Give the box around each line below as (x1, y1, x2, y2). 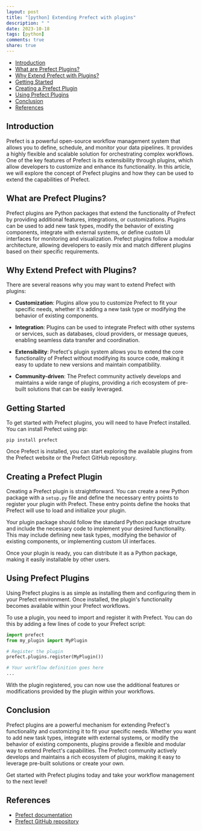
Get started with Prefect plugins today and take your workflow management (6, 771, 195, 779)
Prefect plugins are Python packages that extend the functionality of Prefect (6, 209, 196, 216)
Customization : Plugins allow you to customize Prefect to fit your (14, 299, 178, 306)
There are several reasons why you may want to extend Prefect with (6, 281, 176, 288)
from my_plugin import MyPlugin (6, 637, 87, 643)
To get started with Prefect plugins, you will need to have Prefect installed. (6, 419, 191, 426)
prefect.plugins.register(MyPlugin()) (6, 654, 104, 660)
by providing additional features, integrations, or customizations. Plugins (6, 215, 186, 223)
